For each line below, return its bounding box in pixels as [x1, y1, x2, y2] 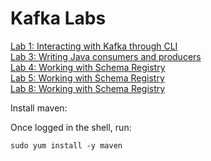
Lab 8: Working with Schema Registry [10, 82, 166, 94]
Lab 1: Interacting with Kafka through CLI [10, 40, 178, 52]
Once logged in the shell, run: [10, 121, 132, 133]
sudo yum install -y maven [10, 140, 123, 151]
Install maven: [10, 102, 68, 114]
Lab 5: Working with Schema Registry [10, 72, 165, 84]
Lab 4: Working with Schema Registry [10, 61, 166, 73]
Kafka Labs [10, 7, 107, 30]
